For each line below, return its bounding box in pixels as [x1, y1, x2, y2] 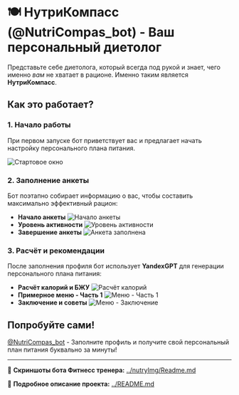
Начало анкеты [17, 213, 66, 221]
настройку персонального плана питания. [7, 144, 136, 152]
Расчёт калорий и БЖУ [17, 283, 90, 292]
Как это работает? [7, 99, 94, 111]
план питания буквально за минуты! [7, 345, 117, 354]
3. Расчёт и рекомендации [7, 246, 105, 256]
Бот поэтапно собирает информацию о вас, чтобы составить [7, 191, 193, 200]
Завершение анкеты [17, 228, 83, 236]
